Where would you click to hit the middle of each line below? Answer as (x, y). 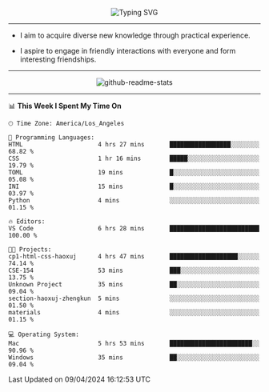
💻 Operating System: (44, 334)
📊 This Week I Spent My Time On (65, 106)
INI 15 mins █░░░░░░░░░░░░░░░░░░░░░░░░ (134, 186)
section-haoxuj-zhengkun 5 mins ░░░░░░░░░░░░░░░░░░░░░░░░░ (134, 298)
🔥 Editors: (27, 222)
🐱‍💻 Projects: (30, 250)
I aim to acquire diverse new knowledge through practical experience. (135, 35)
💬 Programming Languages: (51, 138)
